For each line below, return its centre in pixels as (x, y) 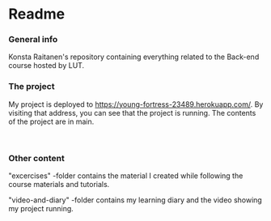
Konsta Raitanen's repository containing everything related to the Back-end (134, 57)
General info (33, 40)
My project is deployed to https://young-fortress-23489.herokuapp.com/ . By (136, 104)
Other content (36, 158)
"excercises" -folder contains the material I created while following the (126, 176)
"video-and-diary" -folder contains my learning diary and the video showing (135, 200)
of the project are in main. (51, 121)
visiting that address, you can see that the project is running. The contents (132, 113)
